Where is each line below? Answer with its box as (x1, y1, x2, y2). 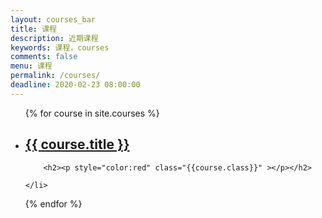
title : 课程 (10, 24, 57, 34)
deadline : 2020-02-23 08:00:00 (10, 80, 141, 90)
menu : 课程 (10, 61, 53, 71)
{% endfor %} (24, 197, 83, 210)
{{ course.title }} (24, 136, 130, 153)
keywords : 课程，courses (10, 42, 110, 53)
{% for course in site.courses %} (24, 107, 160, 119)
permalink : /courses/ (10, 71, 101, 81)
